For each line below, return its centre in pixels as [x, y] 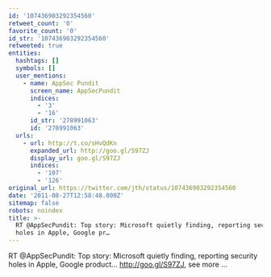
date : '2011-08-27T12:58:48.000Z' [67, 195]
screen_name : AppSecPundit [75, 91]
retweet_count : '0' [41, 23]
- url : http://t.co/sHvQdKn [70, 143]
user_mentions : [41, 76]
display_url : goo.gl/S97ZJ [75, 158]
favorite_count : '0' [43, 31]
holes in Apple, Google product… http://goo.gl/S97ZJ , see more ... [118, 264]
